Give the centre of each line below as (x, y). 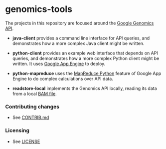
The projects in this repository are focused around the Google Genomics (80, 23)
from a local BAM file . (35, 93)
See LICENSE (26, 141)
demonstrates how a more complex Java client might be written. (78, 43)
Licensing (17, 130)
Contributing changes (32, 106)
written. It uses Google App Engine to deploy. (59, 63)
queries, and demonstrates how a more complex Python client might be (86, 58)
